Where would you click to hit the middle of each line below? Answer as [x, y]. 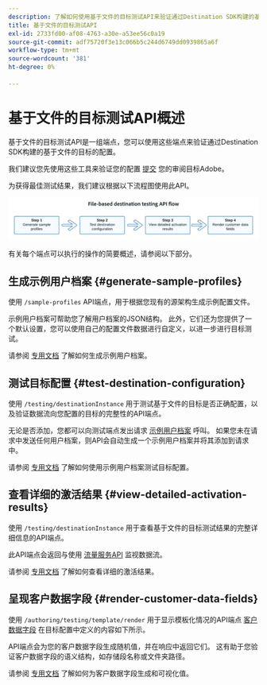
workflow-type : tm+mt [44, 50]
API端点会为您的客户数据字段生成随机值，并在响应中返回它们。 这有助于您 [130, 646]
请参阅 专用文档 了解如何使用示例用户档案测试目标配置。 [101, 467]
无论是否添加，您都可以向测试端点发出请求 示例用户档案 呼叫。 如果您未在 [130, 430]
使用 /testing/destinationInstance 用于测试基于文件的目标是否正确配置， [130, 403]
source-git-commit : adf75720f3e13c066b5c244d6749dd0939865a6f [113, 42]
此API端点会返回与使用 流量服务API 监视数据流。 [87, 554]
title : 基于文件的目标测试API [53, 25]
